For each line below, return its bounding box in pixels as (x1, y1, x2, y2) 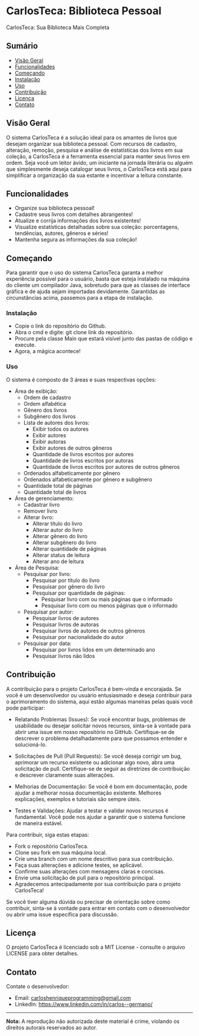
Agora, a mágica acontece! (14, 348, 81, 355)
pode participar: (6, 704, 46, 711)
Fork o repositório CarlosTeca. (14, 843, 89, 850)
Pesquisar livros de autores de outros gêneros (32, 627, 145, 634)
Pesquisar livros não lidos (32, 652, 95, 659)
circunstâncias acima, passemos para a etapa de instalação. (6, 294, 154, 301)
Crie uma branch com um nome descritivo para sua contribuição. (14, 855, 174, 862)
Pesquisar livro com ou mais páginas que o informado (41, 595, 173, 603)
